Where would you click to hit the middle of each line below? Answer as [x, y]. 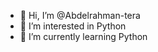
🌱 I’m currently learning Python [83, 36]
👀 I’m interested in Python [73, 26]
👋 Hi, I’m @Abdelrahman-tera [80, 15]
